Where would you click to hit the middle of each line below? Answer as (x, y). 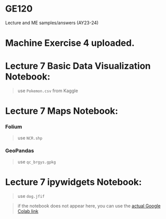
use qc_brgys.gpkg (37, 162)
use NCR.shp (30, 138)
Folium (14, 127)
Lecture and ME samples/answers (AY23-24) (52, 23)
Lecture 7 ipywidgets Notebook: (73, 182)
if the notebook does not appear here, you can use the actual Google (89, 206)
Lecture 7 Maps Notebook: (62, 111)
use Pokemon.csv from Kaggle (48, 91)
